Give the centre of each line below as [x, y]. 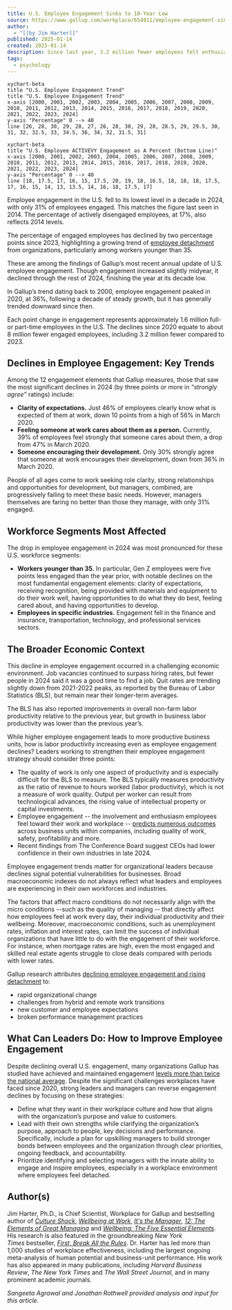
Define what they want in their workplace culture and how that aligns [115, 1109]
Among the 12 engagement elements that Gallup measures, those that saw [113, 380]
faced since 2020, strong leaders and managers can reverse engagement [112, 1088]
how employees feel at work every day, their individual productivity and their [116, 916]
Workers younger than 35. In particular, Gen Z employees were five [114, 569]
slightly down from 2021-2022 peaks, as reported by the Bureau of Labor [111, 688]
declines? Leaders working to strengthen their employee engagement [106, 752]
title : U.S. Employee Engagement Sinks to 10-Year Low [88, 13]
